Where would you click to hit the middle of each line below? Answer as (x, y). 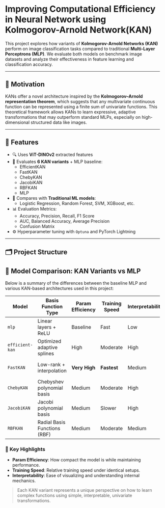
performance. (26, 465)
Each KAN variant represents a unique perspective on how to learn (84, 490)
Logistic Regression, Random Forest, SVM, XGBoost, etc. (77, 203)
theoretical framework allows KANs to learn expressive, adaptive (70, 112)
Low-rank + (51, 364)
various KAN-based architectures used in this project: (59, 288)
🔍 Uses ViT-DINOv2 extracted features (53, 154)
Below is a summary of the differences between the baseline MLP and (76, 283)
